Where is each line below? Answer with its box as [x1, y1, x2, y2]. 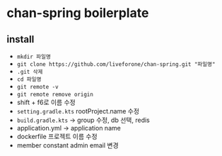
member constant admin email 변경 [16, 141, 119, 150]
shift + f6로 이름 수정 [16, 98, 76, 106]
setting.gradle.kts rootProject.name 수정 [16, 107, 139, 115]
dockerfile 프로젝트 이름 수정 [16, 133, 98, 140]
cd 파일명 [16, 76, 42, 83]
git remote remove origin [16, 91, 93, 98]
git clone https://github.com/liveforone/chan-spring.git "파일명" [16, 61, 216, 68]
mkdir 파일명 [16, 53, 51, 60]
